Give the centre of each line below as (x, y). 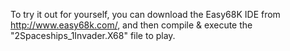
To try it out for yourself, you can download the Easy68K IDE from (145, 14)
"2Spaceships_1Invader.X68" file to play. (93, 35)
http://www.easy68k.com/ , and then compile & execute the (131, 25)
